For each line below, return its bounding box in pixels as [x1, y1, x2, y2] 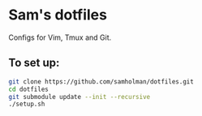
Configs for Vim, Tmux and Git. [8, 32, 112, 42]
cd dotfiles [8, 85, 49, 93]
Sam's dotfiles [8, 6, 108, 24]
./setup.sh [8, 100, 45, 109]
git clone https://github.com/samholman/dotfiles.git [8, 77, 195, 86]
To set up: [8, 56, 60, 70]
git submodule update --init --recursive [8, 92, 151, 101]
